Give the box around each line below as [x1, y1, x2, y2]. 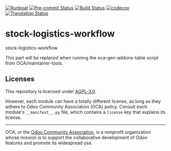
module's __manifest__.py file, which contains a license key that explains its [5, 109, 166, 115]
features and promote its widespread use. [5, 140, 93, 146]
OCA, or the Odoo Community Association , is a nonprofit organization [5, 129, 151, 135]
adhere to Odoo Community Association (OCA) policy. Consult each [5, 103, 148, 109]
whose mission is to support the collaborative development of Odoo [5, 134, 148, 140]
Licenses [5, 75, 35, 83]
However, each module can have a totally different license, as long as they [5, 98, 161, 104]
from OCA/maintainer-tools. [5, 60, 64, 66]
